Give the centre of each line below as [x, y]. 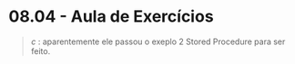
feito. [41, 50]
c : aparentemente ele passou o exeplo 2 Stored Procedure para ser [158, 41]
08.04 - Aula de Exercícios [112, 17]
